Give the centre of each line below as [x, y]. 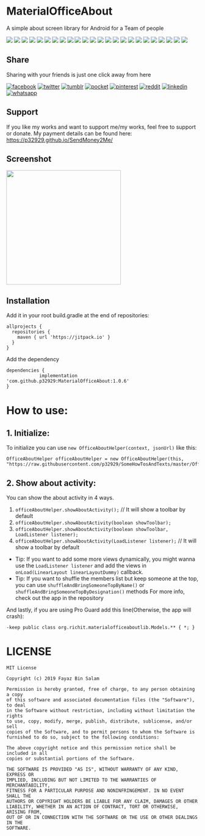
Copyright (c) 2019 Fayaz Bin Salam [53, 679]
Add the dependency [33, 359]
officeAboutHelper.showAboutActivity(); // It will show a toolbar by [100, 510]
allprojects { [24, 327]
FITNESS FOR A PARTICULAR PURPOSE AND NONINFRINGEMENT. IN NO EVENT [95, 791]
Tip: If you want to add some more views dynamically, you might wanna [105, 559]
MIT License [21, 668]
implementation [58, 376]
